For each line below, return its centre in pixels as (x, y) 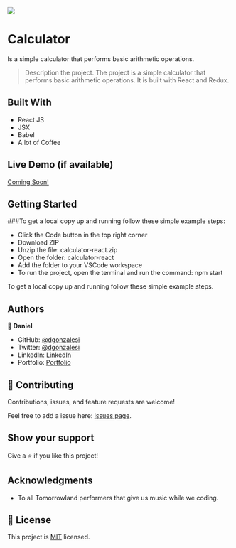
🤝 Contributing (41, 385)
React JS (31, 119)
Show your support (51, 438)
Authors (26, 309)
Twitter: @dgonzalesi (49, 348)
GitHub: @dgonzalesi (49, 340)
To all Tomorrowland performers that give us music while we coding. (118, 498)
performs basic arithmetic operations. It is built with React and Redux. (127, 80)
